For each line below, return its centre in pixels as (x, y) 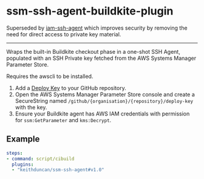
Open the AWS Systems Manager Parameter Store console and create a (105, 94)
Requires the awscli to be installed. (50, 76)
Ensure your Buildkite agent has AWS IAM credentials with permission (102, 114)
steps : (15, 153)
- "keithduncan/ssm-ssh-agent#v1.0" (58, 170)
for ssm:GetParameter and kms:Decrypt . (63, 120)
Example (23, 139)
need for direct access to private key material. (64, 34)
